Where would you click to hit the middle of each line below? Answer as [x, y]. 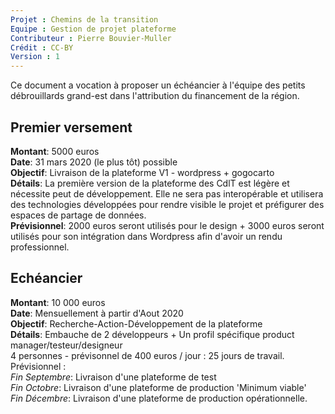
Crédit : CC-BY [42, 47]
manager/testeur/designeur [66, 345]
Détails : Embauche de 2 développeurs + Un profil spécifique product [152, 334]
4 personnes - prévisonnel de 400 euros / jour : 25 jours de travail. [147, 355]
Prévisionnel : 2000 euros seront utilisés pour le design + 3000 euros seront [167, 225]
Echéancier [46, 278]
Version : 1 [35, 57]
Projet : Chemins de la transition [84, 19]
